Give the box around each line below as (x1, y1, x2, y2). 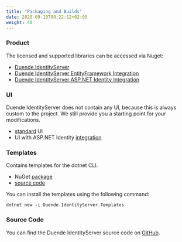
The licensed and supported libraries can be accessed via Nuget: (6, 52, 164, 59)
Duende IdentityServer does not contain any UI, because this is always (6, 104, 177, 111)
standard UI (14, 127, 43, 135)
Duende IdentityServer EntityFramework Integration (14, 70, 139, 77)
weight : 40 (6, 19, 33, 25)
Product (6, 39, 30, 47)
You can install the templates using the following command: (6, 191, 150, 198)
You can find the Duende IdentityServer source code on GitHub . (6, 229, 160, 236)
